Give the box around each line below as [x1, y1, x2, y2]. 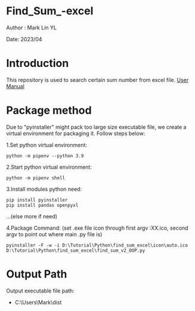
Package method [6, 103, 92, 117]
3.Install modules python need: [6, 185, 82, 193]
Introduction [6, 57, 69, 70]
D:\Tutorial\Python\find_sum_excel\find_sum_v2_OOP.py [6, 247, 146, 254]
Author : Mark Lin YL [6, 24, 57, 31]
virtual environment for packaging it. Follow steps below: [6, 130, 146, 137]
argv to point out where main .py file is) [6, 230, 103, 237]
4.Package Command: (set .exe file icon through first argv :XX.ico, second [6, 224, 189, 231]
